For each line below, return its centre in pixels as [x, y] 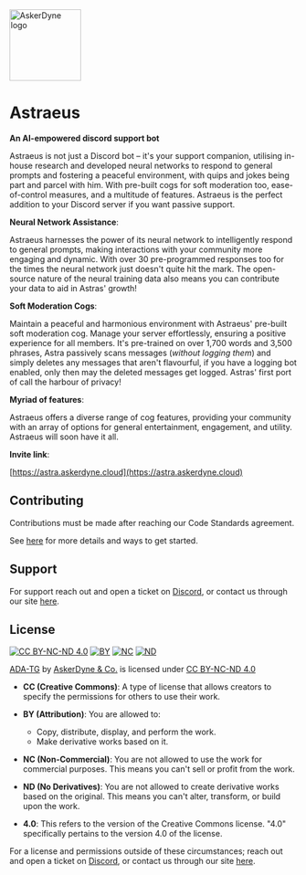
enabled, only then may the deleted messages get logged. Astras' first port [151, 372]
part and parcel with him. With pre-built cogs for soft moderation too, [139, 184]
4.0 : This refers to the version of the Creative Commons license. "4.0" [154, 824]
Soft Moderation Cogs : [53, 306]
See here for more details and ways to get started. [104, 540]
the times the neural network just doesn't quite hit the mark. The [130, 269]
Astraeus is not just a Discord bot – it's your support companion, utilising [146, 155]
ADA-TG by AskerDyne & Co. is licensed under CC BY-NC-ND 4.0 [132, 669]
